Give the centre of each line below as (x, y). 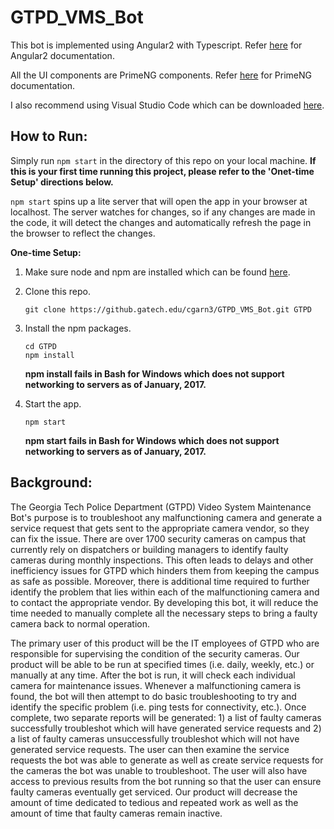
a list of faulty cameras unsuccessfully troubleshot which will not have (155, 738)
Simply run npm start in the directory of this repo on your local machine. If (163, 160)
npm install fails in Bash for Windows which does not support (154, 373)
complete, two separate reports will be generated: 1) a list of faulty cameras (166, 717)
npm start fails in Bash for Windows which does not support (152, 440)
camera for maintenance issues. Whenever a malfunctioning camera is (156, 685)
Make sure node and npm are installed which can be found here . (157, 272)
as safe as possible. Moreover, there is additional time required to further (160, 581)
